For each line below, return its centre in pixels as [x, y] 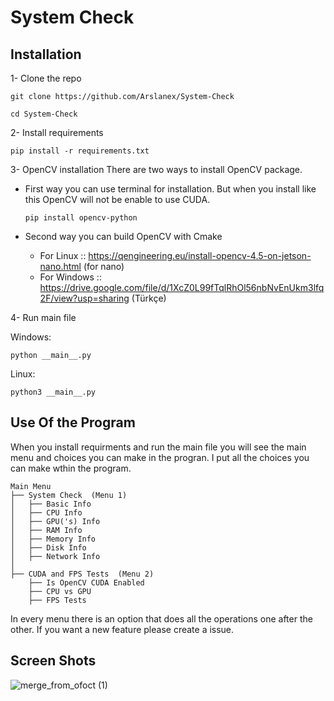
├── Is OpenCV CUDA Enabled [86, 582]
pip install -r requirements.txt [80, 151]
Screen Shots [53, 661]
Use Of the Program [73, 422]
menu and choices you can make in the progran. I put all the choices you [160, 457]
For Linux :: [63, 255]
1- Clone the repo [46, 78]
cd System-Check [44, 114]
